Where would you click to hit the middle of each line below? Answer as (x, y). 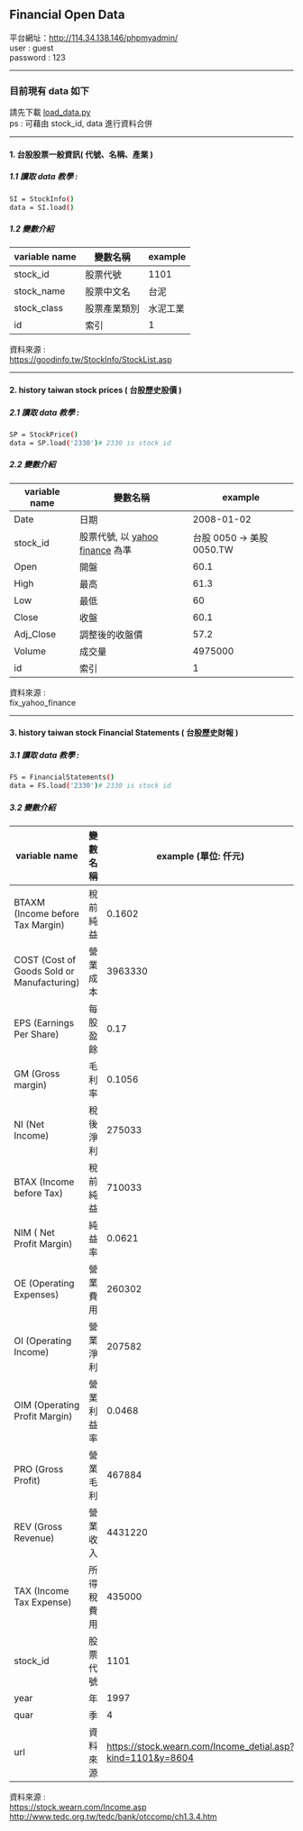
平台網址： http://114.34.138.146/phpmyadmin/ (94, 37)
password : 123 (37, 57)
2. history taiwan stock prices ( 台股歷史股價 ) (96, 389)
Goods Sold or (44, 971)
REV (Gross (38, 1526)
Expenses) (37, 1295)
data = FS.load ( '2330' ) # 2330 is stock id (90, 786)
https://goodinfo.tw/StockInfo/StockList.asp (91, 360)
